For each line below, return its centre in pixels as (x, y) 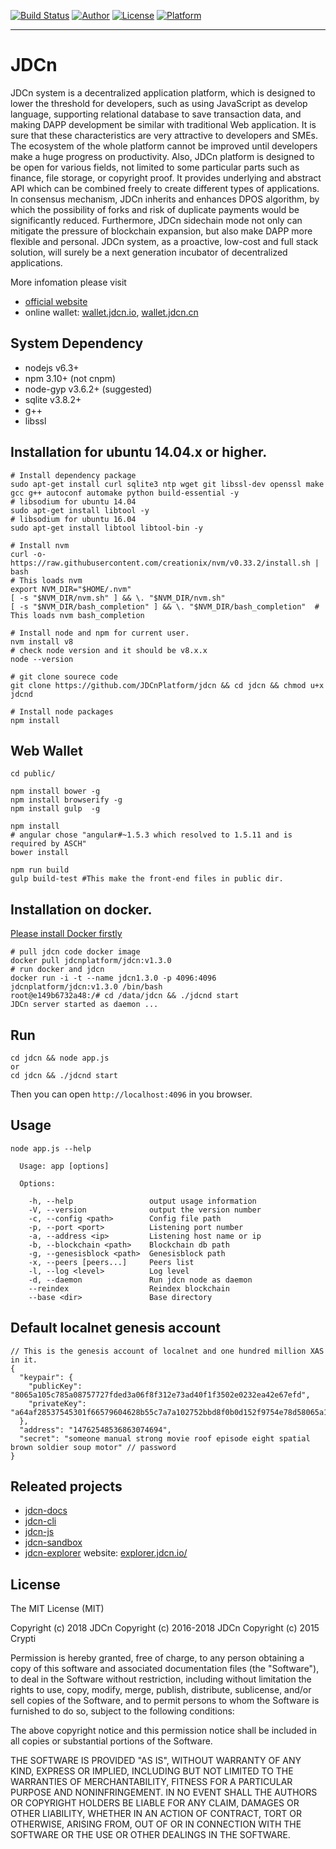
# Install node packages (62, 711)
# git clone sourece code (64, 676)
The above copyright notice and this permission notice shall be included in (163, 1731)
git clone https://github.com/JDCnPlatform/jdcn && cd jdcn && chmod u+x (167, 685)
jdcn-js (39, 1532)
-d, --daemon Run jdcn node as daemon (140, 1280)
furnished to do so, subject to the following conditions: (122, 1711)
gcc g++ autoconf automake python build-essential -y (125, 493)
